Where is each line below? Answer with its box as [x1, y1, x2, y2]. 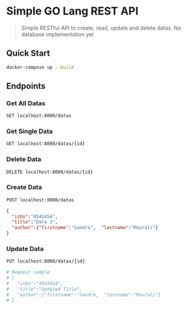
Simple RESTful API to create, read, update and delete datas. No [21, 24, 182, 31]
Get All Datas [6, 99, 45, 107]
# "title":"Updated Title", [6, 286, 83, 292]
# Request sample [6, 269, 50, 276]
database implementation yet [21, 30, 94, 37]
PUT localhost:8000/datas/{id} [6, 258, 85, 264]
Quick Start [6, 48, 50, 59]
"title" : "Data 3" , [11, 219, 59, 225]
